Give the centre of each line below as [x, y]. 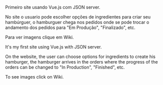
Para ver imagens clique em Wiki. [39, 37]
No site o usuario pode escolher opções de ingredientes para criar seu [78, 17]
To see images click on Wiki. [34, 77]
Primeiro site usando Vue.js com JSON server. [53, 7]
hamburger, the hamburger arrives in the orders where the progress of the [82, 62]
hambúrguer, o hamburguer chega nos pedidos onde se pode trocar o [77, 22]
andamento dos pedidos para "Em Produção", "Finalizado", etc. [70, 27]
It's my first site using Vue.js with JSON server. [53, 47]
